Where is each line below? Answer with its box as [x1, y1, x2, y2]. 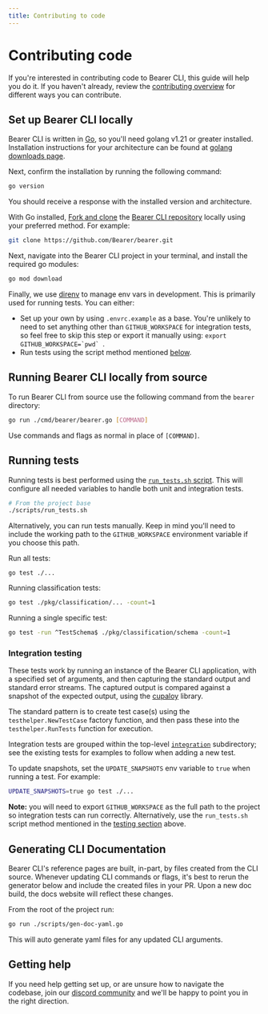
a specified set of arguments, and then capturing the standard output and [8, 674, 250, 684]
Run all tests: [8, 554, 50, 564]
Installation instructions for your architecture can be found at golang [8, 143, 233, 152]
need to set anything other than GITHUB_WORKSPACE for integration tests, [19, 322, 252, 331]
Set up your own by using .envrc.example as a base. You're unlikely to [19, 313, 251, 323]
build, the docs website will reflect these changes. [8, 889, 174, 899]
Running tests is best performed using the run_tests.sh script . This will [8, 475, 243, 485]
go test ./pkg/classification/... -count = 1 [8, 599, 156, 607]
